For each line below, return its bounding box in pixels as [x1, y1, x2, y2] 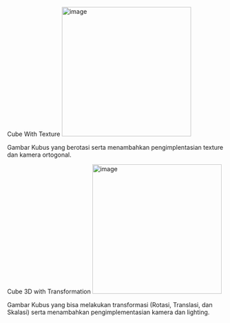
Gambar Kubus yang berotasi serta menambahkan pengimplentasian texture [7, 144, 224, 151]
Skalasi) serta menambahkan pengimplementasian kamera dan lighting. [7, 308, 210, 316]
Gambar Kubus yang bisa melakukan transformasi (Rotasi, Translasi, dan [7, 301, 213, 309]
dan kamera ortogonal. [7, 150, 72, 159]
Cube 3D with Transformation [7, 287, 91, 295]
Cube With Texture [7, 130, 61, 138]
